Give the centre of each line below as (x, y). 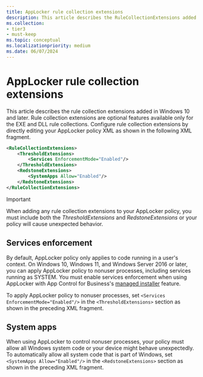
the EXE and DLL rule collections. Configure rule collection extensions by (98, 124)
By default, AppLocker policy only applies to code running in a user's (92, 257)
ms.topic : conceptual (34, 40)
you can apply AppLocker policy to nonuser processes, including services (98, 270)
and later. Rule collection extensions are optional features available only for (100, 117)
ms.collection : (25, 23)
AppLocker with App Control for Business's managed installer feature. (94, 284)
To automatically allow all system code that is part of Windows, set (89, 355)
